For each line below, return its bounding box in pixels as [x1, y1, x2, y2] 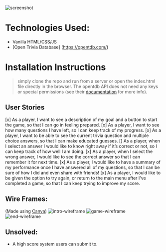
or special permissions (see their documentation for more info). [17, 88, 148, 94]
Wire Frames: [5, 195, 48, 203]
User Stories [5, 103, 45, 112]
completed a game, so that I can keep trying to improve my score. [5, 180, 141, 186]
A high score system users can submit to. [12, 241, 98, 247]
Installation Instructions [5, 61, 106, 73]
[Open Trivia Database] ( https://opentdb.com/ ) [12, 44, 109, 50]
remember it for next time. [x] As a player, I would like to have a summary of [5, 159, 161, 165]
